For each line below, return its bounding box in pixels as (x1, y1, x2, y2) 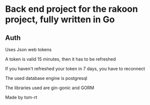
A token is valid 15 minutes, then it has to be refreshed (5, 56, 116, 62)
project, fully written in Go (5, 14, 115, 25)
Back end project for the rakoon (5, 3, 138, 15)
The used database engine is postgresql (5, 75, 88, 81)
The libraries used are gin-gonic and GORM (5, 85, 94, 91)
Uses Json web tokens (5, 47, 52, 52)
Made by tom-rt (5, 95, 37, 100)
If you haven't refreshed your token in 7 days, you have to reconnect (5, 66, 146, 71)
